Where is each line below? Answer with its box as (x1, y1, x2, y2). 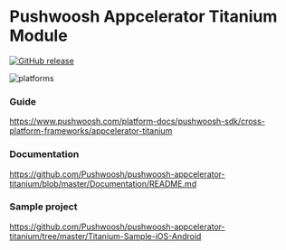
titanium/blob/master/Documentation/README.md (9, 178, 197, 189)
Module (9, 25, 68, 46)
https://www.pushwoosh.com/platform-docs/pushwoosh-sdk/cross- (9, 116, 265, 127)
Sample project (9, 200, 78, 213)
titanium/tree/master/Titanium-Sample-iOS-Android (9, 230, 202, 241)
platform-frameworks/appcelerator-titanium (9, 125, 173, 136)
